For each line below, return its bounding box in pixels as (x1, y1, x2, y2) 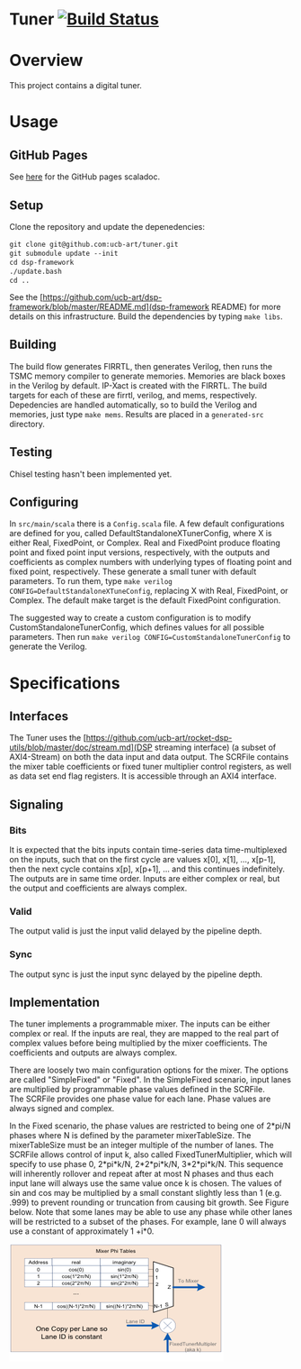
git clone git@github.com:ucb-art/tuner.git (9, 240, 179, 249)
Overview (9, 50, 84, 71)
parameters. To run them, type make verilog (9, 576, 173, 587)
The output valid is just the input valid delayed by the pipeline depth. (9, 926, 262, 936)
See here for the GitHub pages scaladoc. (9, 171, 161, 182)
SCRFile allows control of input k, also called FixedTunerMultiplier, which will (9, 1149, 292, 1160)
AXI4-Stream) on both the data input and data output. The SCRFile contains (9, 752, 289, 762)
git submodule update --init (9, 249, 119, 258)
